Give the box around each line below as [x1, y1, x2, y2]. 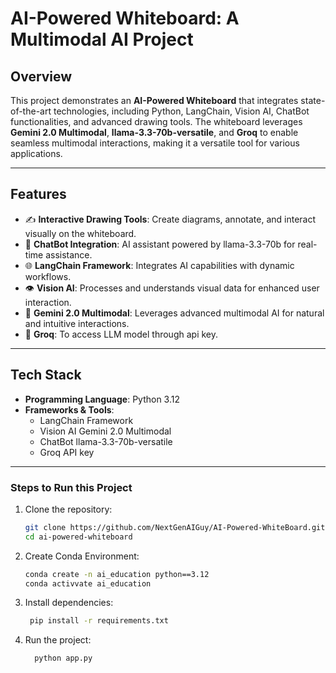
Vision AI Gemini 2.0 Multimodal [39, 425, 172, 437]
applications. [10, 148, 63, 159]
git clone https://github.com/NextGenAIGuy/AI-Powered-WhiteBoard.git [24, 522, 326, 532]
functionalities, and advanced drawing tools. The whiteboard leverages [10, 116, 303, 127]
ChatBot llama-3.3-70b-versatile [39, 435, 173, 447]
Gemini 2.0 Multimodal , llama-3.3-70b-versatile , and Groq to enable [10, 127, 299, 138]
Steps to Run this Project [10, 480, 133, 494]
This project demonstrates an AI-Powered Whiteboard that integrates [10, 95, 299, 106]
